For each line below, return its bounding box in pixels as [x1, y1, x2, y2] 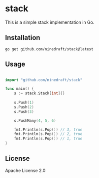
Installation [5, 34, 40, 42]
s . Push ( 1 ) [14, 100, 34, 105]
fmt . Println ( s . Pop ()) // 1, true [14, 136, 83, 141]
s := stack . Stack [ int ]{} [14, 91, 65, 96]
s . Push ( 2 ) [14, 105, 34, 109]
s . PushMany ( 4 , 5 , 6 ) [14, 118, 56, 123]
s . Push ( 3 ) [14, 109, 34, 114]
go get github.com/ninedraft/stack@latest [5, 46, 94, 52]
